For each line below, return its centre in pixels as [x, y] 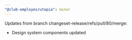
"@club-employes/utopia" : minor [37, 9]
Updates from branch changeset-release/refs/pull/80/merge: [66, 23]
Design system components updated [49, 32]
